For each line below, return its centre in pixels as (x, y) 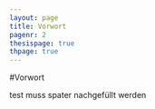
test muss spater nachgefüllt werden (78, 95)
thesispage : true (42, 43)
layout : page (34, 18)
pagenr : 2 (28, 35)
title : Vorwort (38, 26)
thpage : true (34, 52)
